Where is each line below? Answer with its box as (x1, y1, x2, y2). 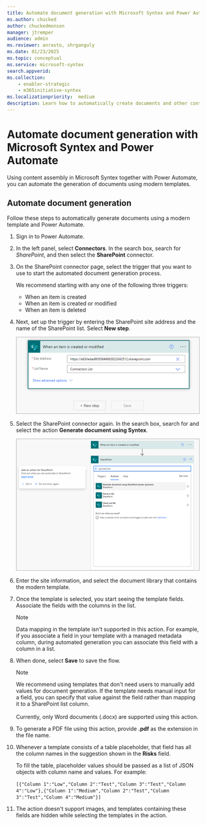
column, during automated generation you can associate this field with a (15, 639, 198, 646)
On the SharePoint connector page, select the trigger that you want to (15, 263, 192, 270)
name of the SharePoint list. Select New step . (15, 325, 131, 332)
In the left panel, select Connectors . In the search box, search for (15, 244, 181, 252)
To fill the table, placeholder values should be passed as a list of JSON (15, 762, 194, 769)
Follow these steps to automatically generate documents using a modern (7, 214, 190, 222)
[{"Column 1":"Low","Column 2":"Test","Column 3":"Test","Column (15, 782, 186, 788)
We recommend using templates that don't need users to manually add (15, 680, 195, 688)
